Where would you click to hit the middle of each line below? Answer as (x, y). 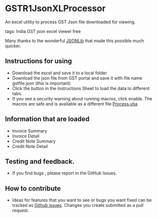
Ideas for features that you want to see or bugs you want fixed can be (82, 200)
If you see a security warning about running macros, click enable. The (82, 99)
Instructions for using (38, 61)
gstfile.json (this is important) (41, 83)
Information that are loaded (47, 119)
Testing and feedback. (40, 161)
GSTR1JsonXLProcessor (55, 8)
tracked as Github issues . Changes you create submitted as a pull (78, 205)
